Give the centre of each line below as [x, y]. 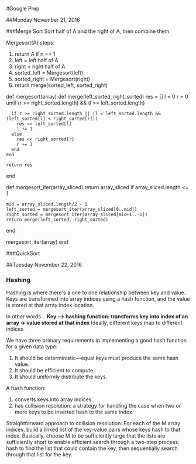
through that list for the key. [39, 455]
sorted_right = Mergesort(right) [52, 79]
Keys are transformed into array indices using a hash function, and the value [98, 299]
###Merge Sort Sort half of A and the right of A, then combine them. [89, 31]
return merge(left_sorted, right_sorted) [57, 220]
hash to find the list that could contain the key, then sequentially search [92, 448]
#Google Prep [23, 9]
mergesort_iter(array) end [37, 242]
